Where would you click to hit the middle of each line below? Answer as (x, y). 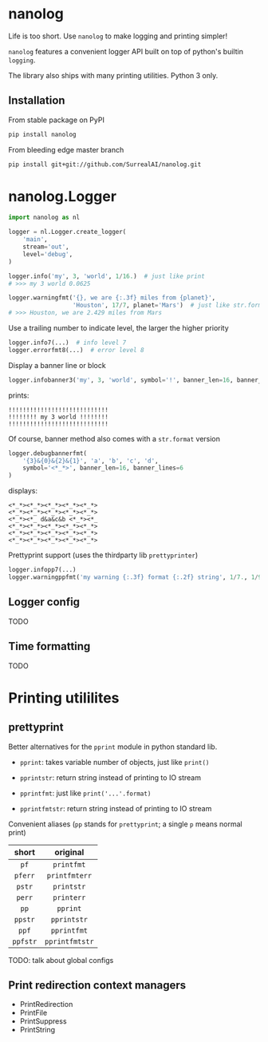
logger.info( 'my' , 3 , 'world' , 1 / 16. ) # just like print (106, 276)
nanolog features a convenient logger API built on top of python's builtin (126, 51)
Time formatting (49, 646)
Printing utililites (64, 697)
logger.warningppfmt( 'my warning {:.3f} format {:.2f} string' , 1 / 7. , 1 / (134, 577)
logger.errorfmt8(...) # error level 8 (77, 350)
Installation (37, 101)
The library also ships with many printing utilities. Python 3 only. (113, 75)
